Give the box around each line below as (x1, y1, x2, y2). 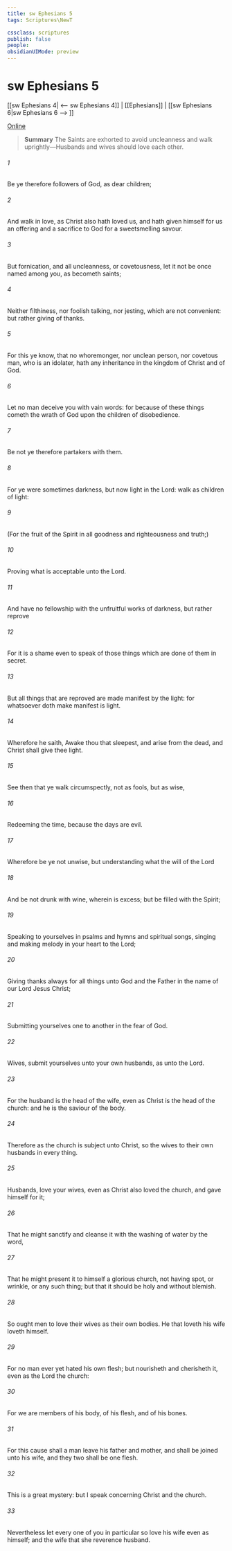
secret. (7, 656, 28, 665)
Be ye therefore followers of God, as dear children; (7, 180, 152, 188)
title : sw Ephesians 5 (7, 10, 73, 17)
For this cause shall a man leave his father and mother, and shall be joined (7, 1446, 218, 1455)
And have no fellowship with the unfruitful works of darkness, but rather (7, 604, 213, 613)
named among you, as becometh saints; (7, 269, 122, 278)
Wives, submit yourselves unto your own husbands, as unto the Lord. (7, 1059, 205, 1067)
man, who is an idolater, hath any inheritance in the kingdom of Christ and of (7, 358, 225, 367)
